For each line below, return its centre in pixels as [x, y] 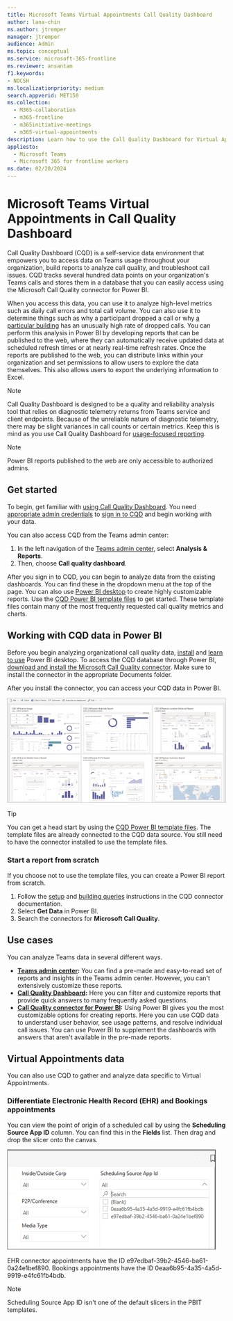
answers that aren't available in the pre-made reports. [94, 1037]
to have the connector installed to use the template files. [87, 842]
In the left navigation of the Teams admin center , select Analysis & [112, 548]
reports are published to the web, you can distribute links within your [105, 355]
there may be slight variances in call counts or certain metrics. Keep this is [113, 426]
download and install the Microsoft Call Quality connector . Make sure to [109, 667]
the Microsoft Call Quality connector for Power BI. [78, 289]
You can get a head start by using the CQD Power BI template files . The [109, 827]
